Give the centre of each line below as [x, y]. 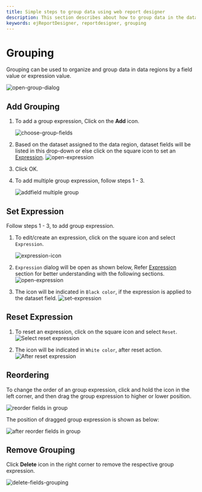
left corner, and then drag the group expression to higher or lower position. [99, 396]
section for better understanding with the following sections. [90, 273]
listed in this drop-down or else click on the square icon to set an [95, 151]
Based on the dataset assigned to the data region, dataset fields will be [103, 145]
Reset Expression [40, 317]
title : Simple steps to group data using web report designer [86, 12]
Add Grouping [33, 106]
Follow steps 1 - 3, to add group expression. [60, 225]
